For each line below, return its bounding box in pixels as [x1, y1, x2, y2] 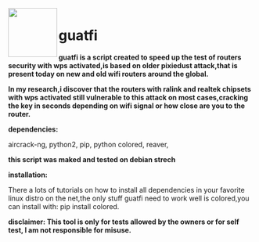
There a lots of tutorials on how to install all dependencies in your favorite [8, 185, 245, 194]
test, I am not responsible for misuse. [8, 225, 131, 234]
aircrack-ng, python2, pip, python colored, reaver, [8, 139, 169, 149]
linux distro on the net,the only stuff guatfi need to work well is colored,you [8, 193, 250, 203]
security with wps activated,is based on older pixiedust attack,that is [8, 60, 238, 70]
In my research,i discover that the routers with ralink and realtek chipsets [8, 84, 252, 93]
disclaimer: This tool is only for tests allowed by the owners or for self [8, 217, 240, 226]
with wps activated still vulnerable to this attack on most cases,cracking [8, 92, 249, 102]
